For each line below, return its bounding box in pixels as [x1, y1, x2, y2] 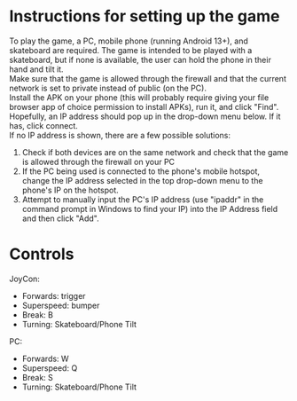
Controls [9, 244, 74, 264]
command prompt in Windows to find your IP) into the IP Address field [21, 203, 278, 214]
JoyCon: [9, 273, 40, 284]
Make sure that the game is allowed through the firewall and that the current [9, 73, 286, 83]
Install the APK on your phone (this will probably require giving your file [9, 91, 270, 103]
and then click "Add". [21, 213, 99, 224]
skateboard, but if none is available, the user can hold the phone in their [9, 54, 272, 65]
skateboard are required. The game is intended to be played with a [9, 44, 253, 55]
